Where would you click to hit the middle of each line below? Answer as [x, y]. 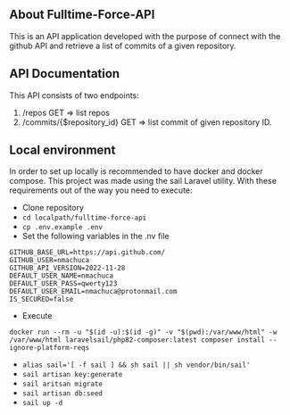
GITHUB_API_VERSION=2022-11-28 [67, 268]
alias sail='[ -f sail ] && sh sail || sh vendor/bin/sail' [136, 365]
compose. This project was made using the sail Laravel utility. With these [143, 181]
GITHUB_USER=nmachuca [50, 261]
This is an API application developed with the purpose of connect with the [145, 36]
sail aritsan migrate [62, 384]
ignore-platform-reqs [50, 348]
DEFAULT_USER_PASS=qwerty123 [63, 284]
